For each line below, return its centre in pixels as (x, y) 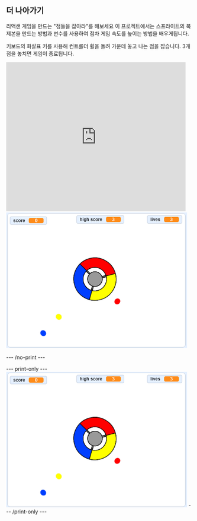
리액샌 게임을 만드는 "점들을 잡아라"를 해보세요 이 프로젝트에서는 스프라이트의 (96, 26)
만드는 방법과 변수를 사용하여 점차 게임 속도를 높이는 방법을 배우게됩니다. (105, 33)
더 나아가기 (25, 11)
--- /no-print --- (26, 357)
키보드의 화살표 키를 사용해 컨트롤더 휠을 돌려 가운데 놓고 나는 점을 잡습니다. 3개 (98, 46)
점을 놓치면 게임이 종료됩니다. (40, 53)
